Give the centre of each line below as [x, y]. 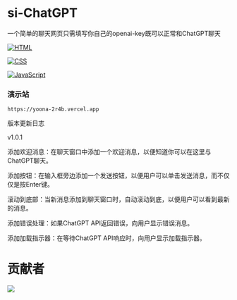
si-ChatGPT [42, 13]
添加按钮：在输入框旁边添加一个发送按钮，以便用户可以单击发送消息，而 [112, 176]
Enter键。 [40, 185]
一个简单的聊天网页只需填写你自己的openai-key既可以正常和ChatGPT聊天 [114, 33]
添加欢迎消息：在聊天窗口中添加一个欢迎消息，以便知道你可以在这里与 [109, 152]
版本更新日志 [26, 123]
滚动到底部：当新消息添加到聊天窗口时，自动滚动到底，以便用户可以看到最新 [119, 199]
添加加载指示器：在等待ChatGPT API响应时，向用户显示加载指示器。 [107, 238]
